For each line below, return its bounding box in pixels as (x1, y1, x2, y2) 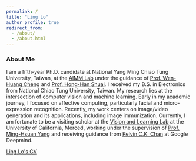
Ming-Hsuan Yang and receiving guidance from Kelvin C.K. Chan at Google (6, 131, 188, 138)
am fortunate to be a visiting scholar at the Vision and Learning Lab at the (6, 118, 184, 125)
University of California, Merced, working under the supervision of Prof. (6, 124, 180, 132)
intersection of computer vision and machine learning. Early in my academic (6, 93, 191, 100)
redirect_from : (6, 25, 44, 31)
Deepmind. (6, 137, 33, 144)
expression (6, 106, 34, 113)
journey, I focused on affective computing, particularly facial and (6, 100, 163, 107)
